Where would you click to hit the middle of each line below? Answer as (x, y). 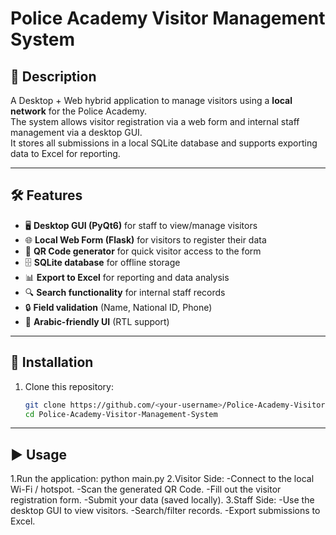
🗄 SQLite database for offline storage (102, 262)
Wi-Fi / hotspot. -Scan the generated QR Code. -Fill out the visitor (146, 489)
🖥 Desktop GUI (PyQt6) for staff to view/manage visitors (141, 225)
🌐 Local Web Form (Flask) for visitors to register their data (145, 239)
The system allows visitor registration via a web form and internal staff (155, 121)
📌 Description (53, 76)
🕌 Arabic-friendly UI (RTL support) (97, 321)
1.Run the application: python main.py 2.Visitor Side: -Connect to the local (162, 479)
